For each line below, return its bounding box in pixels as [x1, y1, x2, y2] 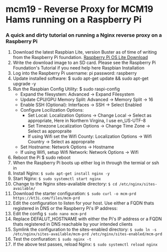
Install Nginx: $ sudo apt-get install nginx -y [12, 170, 110, 177]
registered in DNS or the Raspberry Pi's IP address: [12, 205, 118, 211]
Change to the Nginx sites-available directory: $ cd [12, 181, 117, 187]
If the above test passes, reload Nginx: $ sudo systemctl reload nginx [12, 242, 158, 248]
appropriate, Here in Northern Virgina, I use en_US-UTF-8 [27, 118, 146, 124]
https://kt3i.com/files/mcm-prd [12, 196, 80, 201]
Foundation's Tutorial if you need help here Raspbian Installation [12, 65, 145, 71]
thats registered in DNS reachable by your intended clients [12, 221, 133, 227]
